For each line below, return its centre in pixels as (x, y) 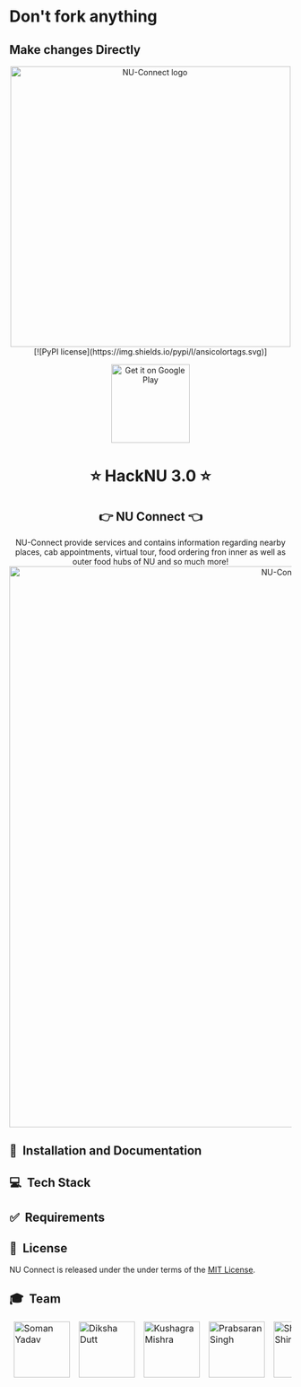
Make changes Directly (75, 50)
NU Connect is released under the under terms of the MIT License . (133, 1269)
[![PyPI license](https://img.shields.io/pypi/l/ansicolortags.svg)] (150, 351)
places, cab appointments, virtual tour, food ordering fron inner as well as (150, 552)
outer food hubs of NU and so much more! (150, 562)
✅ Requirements (57, 1218)
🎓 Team (35, 1299)
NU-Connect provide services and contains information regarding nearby (150, 542)
